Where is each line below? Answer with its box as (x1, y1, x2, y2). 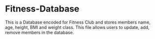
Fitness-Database (5, 3, 80, 14)
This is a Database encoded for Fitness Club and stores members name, (5, 19, 151, 25)
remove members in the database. (5, 29, 74, 35)
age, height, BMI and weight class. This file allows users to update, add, (5, 24, 150, 30)
